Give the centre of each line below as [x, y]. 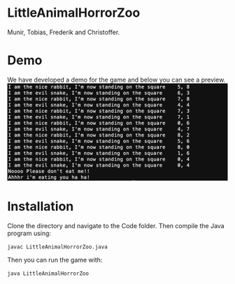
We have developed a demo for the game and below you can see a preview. [116, 80]
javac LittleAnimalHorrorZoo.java [58, 247]
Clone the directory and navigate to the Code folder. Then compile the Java [116, 226]
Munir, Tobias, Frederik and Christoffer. [64, 32]
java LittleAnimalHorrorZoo [48, 274]
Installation [41, 207]
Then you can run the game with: [55, 260]
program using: [29, 233]
